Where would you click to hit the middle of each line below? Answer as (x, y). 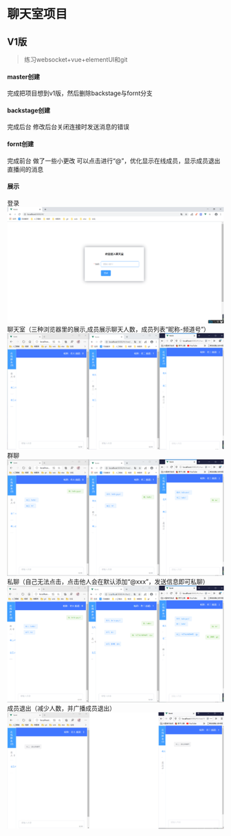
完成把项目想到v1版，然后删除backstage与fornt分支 (80, 93)
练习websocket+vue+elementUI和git (76, 60)
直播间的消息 (25, 169)
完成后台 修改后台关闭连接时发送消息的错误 (68, 127)
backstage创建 (29, 110)
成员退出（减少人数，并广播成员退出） (61, 708)
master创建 (23, 77)
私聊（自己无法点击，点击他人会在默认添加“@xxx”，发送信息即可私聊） (108, 581)
